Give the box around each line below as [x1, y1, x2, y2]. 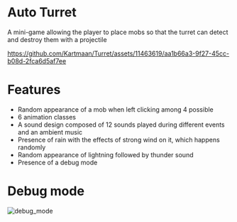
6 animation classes [17, 112, 77, 121]
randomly [17, 143, 46, 152]
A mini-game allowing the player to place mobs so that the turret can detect [7, 28, 228, 36]
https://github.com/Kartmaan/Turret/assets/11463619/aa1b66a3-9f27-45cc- [7, 49, 230, 58]
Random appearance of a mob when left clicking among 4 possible [17, 105, 214, 114]
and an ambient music [17, 127, 83, 136]
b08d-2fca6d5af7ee [7, 56, 67, 65]
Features [7, 82, 61, 98]
